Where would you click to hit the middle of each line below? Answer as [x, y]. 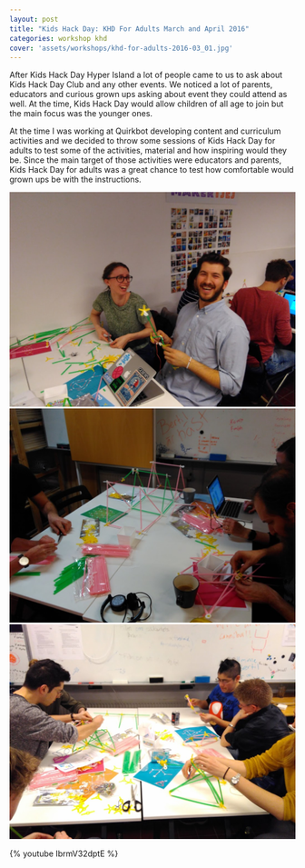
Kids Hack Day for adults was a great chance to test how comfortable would [152, 170]
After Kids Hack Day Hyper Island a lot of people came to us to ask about [146, 75]
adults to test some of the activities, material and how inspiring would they [148, 151]
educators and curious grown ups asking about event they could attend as [148, 95]
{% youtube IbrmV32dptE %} [64, 853]
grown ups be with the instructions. [76, 180]
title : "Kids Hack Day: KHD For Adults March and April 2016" [129, 29]
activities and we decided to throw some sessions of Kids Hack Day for [143, 141]
